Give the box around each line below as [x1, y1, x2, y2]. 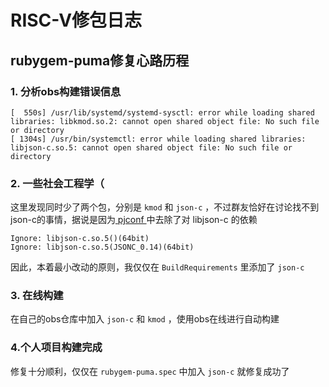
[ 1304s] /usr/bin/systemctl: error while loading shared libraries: [10, 134, 307, 144]
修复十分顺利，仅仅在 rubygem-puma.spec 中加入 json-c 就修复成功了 [10, 365, 290, 377]
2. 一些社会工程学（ [10, 176, 105, 190]
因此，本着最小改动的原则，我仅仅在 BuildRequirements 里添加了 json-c [10, 261, 305, 273]
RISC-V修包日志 [10, 9, 143, 32]
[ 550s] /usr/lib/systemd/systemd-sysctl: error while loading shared [10, 107, 315, 118]
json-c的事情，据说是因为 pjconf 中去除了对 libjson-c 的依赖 [10, 214, 258, 226]
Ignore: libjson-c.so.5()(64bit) [10, 234, 150, 244]
